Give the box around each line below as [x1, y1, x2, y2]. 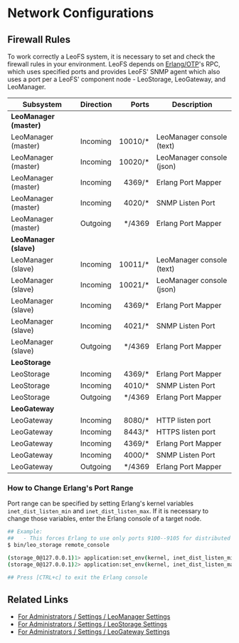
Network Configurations [7, 5, 154, 21]
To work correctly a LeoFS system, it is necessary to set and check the [7, 52, 216, 61]
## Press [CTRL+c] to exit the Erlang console [7, 574, 148, 581]
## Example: [7, 528, 43, 535]
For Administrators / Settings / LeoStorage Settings [17, 620, 168, 629]
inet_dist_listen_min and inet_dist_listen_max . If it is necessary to [7, 507, 208, 515]
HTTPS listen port [156, 427, 216, 436]
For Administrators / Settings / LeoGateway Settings [17, 627, 171, 636]
